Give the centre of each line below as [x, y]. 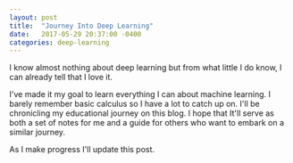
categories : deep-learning [59, 42]
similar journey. [37, 132]
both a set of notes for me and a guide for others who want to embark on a [146, 123]
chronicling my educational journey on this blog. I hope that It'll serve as [142, 113]
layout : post [33, 17]
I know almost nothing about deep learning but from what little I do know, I [146, 68]
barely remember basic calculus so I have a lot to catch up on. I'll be [135, 104]
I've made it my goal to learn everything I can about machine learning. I [140, 94]
